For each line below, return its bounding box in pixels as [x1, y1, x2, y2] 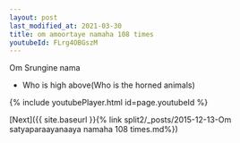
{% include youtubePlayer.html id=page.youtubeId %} [9, 97, 209, 108]
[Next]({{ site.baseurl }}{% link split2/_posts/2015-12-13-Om [9, 114, 232, 125]
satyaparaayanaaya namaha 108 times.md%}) [9, 124, 179, 135]
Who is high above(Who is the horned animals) [21, 80, 195, 90]
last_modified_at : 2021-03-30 [9, 21, 123, 30]
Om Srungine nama [9, 63, 81, 73]
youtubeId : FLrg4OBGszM [9, 38, 99, 47]
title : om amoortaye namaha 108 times [9, 29, 154, 38]
